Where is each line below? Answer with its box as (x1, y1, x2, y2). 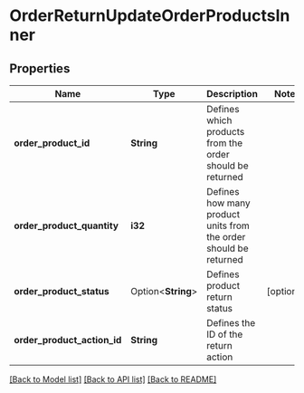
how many (206, 196, 251, 209)
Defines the (206, 317, 256, 329)
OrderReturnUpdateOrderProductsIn (9, 5, 290, 26)
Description (206, 88, 258, 100)
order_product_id (14, 137, 90, 149)
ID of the (206, 328, 243, 340)
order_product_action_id (14, 334, 122, 346)
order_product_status (14, 285, 110, 297)
